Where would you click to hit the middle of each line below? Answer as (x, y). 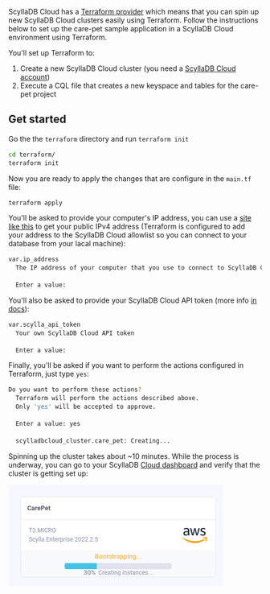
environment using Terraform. (57, 37)
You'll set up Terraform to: (51, 53)
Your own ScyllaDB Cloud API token (75, 333)
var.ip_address (34, 260)
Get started (37, 120)
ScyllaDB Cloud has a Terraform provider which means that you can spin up (134, 12)
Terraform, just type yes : (49, 374)
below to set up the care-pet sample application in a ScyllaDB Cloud (121, 29)
